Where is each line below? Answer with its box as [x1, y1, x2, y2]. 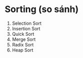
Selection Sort [12, 20, 42, 26]
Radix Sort [12, 41, 34, 47]
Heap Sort [12, 47, 34, 53]
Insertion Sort [12, 25, 41, 31]
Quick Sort [12, 31, 35, 37]
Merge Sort [12, 36, 36, 42]
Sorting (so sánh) [5, 4, 79, 15]
